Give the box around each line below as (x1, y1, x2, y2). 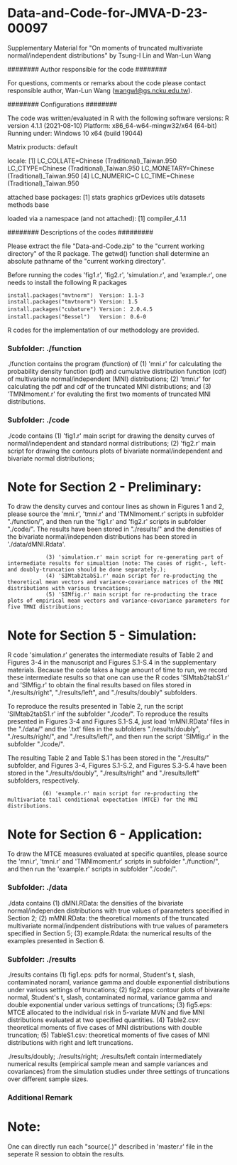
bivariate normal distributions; (7, 453, 95, 463)
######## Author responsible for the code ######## (7, 65, 167, 73)
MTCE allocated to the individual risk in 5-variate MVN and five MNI (7, 1008, 205, 1016)
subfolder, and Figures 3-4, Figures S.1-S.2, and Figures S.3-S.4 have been (7, 761, 227, 770)
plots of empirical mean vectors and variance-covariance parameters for (7, 597, 231, 605)
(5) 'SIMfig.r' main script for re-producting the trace (45, 591, 218, 598)
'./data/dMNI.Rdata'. (7, 540, 66, 549)
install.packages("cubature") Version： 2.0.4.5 (7, 306, 153, 313)
